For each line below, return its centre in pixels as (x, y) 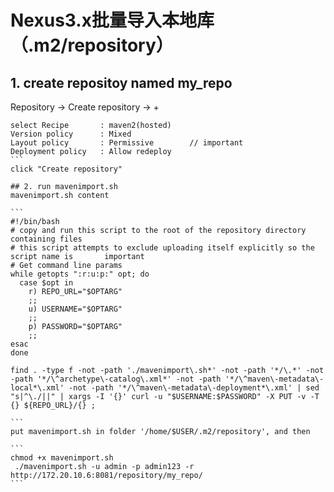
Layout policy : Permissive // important (127, 143)
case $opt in (46, 283)
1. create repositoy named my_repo (121, 82)
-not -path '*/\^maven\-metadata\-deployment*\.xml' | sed (194, 388)
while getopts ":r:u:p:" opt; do (80, 274)
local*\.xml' (37, 388)
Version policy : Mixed (71, 134)
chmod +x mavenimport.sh (62, 458)
